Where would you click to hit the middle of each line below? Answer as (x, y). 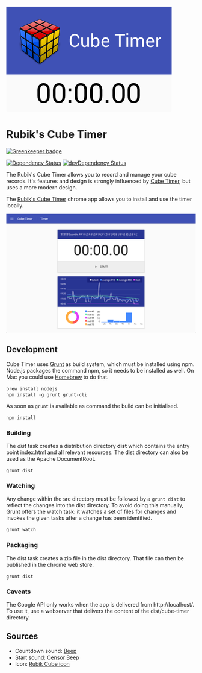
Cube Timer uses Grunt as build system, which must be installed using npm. (100, 364)
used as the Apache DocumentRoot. (51, 459)
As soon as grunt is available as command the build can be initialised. (92, 406)
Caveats (19, 592)
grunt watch (21, 530)
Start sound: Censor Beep (47, 657)
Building (19, 433)
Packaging (22, 545)
